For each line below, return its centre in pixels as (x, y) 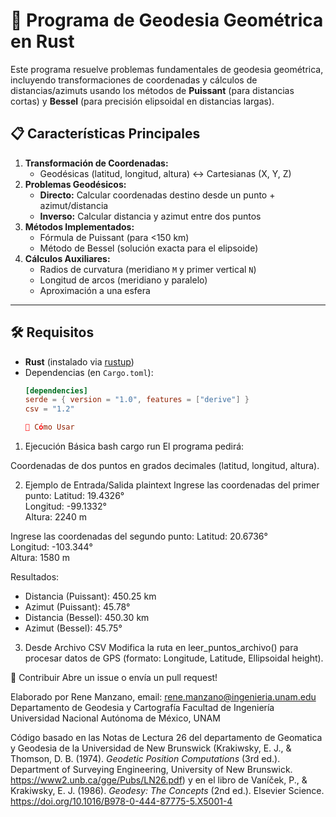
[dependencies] (56, 390)
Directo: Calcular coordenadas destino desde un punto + (157, 195)
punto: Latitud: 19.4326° (74, 496)
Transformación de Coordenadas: (96, 163)
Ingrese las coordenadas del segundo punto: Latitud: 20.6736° (139, 536)
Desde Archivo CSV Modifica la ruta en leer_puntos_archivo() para (161, 648)
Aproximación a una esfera (95, 290)
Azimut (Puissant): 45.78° (77, 607)
